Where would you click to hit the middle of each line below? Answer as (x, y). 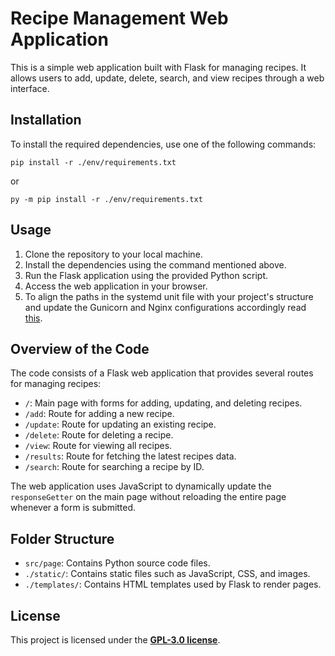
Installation (46, 120)
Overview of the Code (80, 348)
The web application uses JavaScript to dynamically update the (141, 486)
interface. (30, 88)
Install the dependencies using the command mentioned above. (155, 264)
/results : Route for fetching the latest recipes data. (130, 456)
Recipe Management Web (119, 18)
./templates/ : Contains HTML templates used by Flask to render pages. (173, 584)
